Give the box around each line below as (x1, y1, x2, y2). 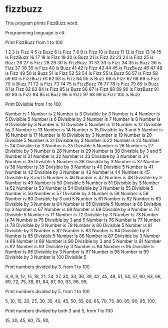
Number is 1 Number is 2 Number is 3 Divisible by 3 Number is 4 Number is (5, 111, 160, 117)
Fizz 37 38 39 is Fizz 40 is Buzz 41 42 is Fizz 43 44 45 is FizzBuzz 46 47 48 (5, 65, 162, 71)
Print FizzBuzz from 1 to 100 (5, 39, 63, 45)
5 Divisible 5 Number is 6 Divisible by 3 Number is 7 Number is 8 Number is (5, 116, 161, 122)
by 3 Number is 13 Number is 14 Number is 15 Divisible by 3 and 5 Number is (5, 126, 163, 133)
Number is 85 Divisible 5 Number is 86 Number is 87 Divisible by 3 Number (5, 233, 160, 239)
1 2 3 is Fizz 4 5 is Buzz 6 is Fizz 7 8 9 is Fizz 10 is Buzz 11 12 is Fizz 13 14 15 (5, 49, 161, 55)
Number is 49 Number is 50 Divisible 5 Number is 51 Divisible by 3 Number (5, 180, 160, 186)
